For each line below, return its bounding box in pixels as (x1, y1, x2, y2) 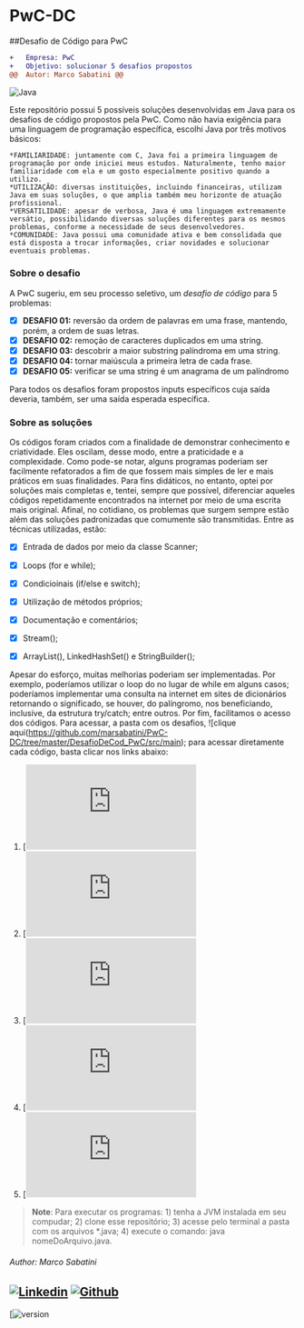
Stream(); (22, 633, 59, 644)
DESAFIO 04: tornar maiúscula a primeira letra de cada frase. (22, 355, 253, 366)
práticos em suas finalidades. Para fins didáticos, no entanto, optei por (9, 475, 274, 486)
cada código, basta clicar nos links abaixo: (9, 746, 169, 757)
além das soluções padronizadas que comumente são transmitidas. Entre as (9, 514, 295, 525)
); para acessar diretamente (181, 736, 284, 747)
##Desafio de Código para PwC (9, 35, 129, 46)
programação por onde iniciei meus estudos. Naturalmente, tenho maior (9, 158, 286, 168)
